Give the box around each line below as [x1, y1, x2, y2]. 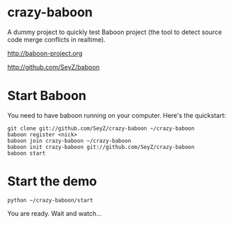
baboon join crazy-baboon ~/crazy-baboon [7, 137, 132, 144]
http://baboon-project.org [7, 49, 83, 57]
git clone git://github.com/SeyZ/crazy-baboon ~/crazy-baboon [7, 125, 195, 132]
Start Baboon [7, 88, 87, 104]
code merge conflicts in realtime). [7, 35, 106, 43]
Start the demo [7, 173, 97, 190]
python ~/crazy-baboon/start [7, 197, 93, 204]
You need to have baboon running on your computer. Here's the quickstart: [7, 111, 227, 119]
